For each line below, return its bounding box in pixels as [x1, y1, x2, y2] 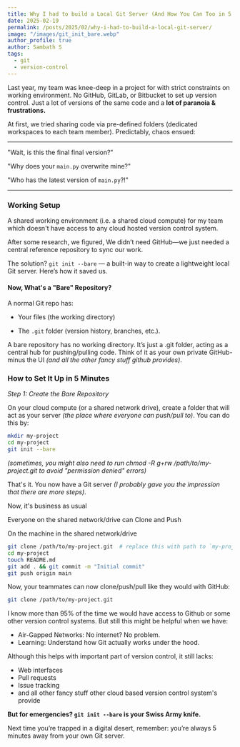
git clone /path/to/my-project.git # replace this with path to [7, 543, 206, 551]
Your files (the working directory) [17, 313, 116, 321]
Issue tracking [17, 681, 60, 690]
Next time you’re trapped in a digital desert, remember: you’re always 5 [7, 724, 216, 733]
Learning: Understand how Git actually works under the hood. [17, 638, 200, 647]
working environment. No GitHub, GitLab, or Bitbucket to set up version [7, 91, 217, 99]
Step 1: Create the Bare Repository [7, 390, 109, 398]
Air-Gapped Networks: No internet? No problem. [17, 631, 161, 639]
